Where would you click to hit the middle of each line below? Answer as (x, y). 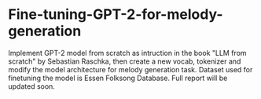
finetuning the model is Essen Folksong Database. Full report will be (118, 78)
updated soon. (31, 86)
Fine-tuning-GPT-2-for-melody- (116, 15)
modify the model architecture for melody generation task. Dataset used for (130, 69)
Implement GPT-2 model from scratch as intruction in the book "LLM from (127, 53)
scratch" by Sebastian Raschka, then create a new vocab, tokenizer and (125, 61)
